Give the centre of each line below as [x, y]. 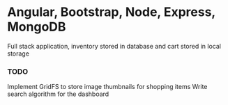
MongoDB [37, 27]
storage [18, 54]
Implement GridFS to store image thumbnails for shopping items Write [107, 87]
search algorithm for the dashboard [58, 94]
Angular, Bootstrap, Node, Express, [112, 12]
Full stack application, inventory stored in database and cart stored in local [114, 46]
